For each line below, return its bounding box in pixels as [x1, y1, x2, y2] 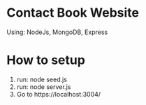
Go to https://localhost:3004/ [16, 90, 101, 98]
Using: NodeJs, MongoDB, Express [6, 28, 108, 36]
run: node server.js [16, 82, 71, 91]
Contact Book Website [6, 5, 139, 21]
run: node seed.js [16, 75, 68, 83]
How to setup [6, 52, 85, 68]
